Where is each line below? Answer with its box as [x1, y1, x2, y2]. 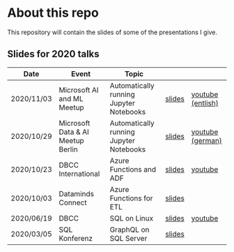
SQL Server [109, 233, 148, 243]
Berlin [58, 144, 78, 154]
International [58, 169, 100, 179]
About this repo [7, 5, 99, 21]
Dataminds [58, 188, 94, 198]
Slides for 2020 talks [7, 48, 100, 60]
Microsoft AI [58, 85, 99, 95]
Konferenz [58, 233, 93, 243]
